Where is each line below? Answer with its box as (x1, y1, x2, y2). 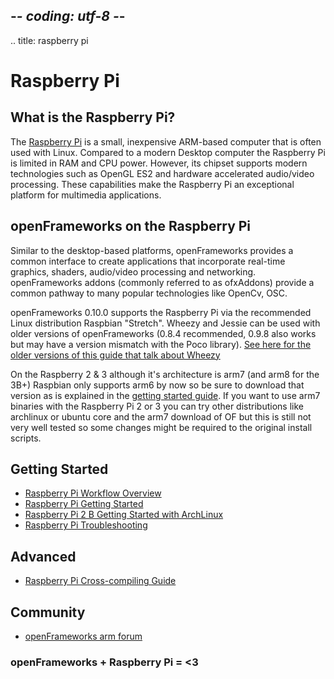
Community (10, 604, 86, 621)
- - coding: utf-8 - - (10, 8, 126, 25)
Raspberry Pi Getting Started (24, 498, 144, 510)
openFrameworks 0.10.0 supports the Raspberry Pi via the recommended (10, 306, 312, 318)
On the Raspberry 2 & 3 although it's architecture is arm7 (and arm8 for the (10, 368, 320, 380)
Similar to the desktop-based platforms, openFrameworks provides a (10, 244, 294, 256)
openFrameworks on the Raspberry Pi (10, 218, 252, 235)
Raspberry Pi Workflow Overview (24, 487, 162, 499)
